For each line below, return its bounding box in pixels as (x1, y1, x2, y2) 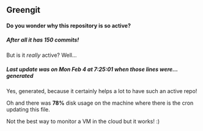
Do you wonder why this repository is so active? (6, 21, 131, 29)
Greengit (6, 5, 41, 15)
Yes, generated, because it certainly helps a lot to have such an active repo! (6, 87, 197, 94)
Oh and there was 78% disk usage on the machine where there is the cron (6, 99, 194, 107)
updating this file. (6, 105, 50, 113)
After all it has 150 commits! (6, 36, 79, 43)
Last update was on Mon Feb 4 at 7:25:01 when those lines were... (6, 65, 179, 73)
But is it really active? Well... (6, 51, 77, 59)
